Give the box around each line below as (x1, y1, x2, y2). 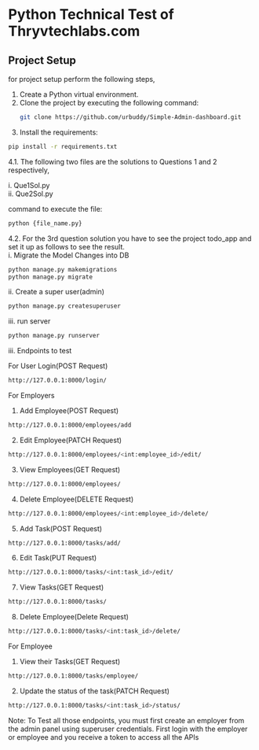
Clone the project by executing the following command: (19, 98, 199, 107)
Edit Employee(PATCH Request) (19, 435, 122, 445)
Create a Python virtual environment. (19, 90, 139, 99)
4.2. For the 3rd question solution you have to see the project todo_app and (8, 234, 252, 243)
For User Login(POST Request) (8, 361, 108, 371)
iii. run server (8, 316, 51, 326)
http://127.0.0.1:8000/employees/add (8, 421, 132, 429)
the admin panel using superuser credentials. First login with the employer (8, 724, 248, 733)
